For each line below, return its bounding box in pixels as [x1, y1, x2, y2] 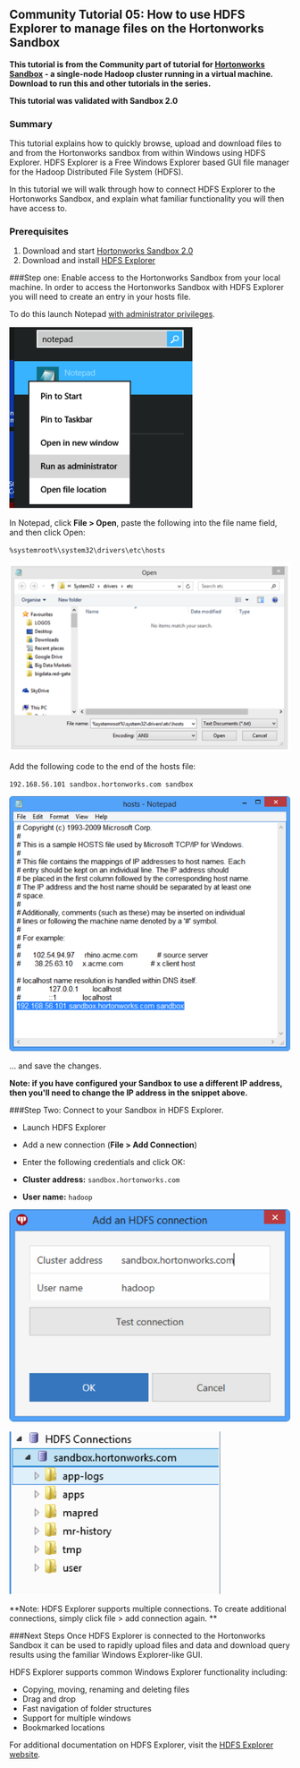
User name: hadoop [21, 1191, 93, 1203]
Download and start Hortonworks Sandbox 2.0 [21, 245, 194, 256]
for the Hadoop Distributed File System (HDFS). [9, 167, 184, 177]
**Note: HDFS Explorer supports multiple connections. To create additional [9, 1603, 287, 1615]
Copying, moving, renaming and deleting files [21, 1684, 190, 1695]
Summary [9, 117, 54, 130]
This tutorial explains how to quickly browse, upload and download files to [9, 138, 282, 149]
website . [9, 1749, 41, 1760]
